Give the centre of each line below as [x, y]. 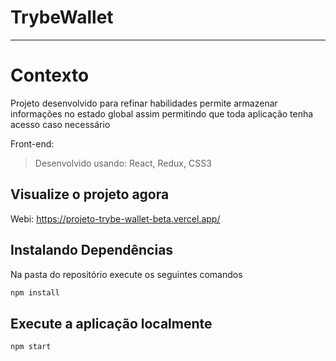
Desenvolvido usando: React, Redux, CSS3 [123, 163]
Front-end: [32, 143]
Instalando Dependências [92, 250]
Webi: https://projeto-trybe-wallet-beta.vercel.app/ [115, 218]
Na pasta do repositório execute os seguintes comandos [126, 274]
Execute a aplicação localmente [111, 323]
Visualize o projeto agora [90, 194]
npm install [35, 292]
